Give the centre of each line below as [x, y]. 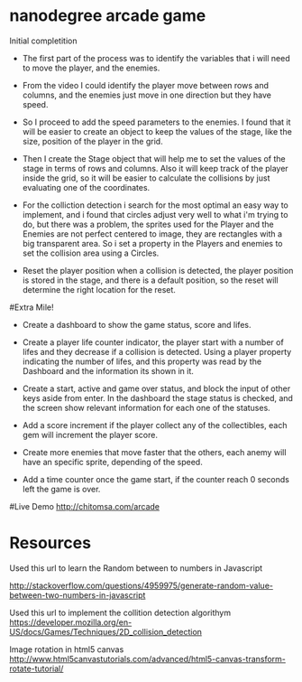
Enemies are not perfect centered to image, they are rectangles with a [152, 234]
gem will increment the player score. [90, 434]
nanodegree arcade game [108, 16]
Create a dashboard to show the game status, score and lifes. [137, 324]
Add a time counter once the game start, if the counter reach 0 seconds [156, 479]
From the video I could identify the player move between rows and [145, 85]
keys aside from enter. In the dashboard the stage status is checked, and [157, 397]
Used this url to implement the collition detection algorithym [120, 612]
